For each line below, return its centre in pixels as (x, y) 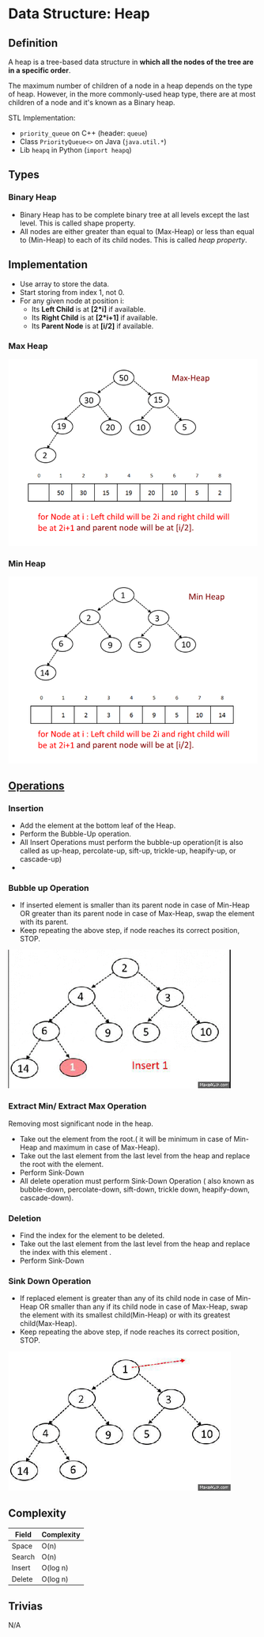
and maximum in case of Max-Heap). (100, 1147)
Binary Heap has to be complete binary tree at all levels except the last (134, 214)
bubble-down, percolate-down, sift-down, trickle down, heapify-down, (135, 1189)
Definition (33, 43)
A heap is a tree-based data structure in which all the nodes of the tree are (131, 62)
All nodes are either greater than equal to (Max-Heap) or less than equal (137, 231)
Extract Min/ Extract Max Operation (77, 1106)
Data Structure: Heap (79, 14)
